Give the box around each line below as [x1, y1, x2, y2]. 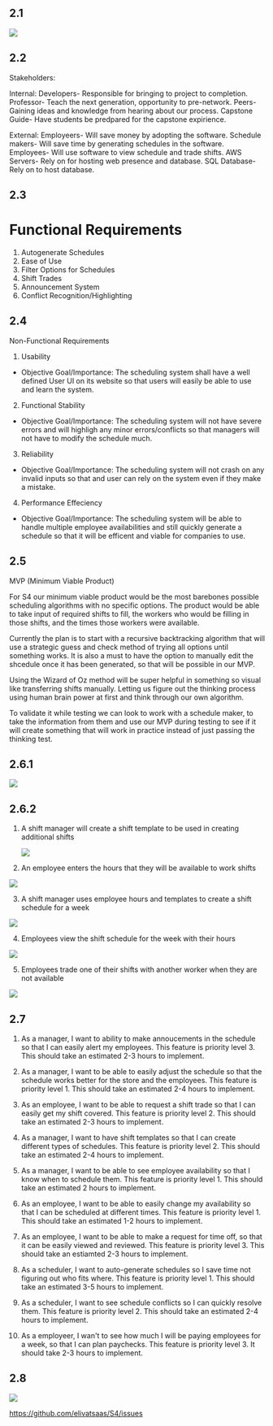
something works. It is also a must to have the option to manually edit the [9, 650, 254, 661]
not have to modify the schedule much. [20, 433, 153, 443]
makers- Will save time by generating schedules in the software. [9, 138, 224, 149]
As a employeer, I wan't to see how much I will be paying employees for [20, 1331, 261, 1341]
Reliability [20, 449, 54, 458]
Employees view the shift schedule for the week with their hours [20, 934, 236, 943]
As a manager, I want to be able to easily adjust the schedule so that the [20, 1067, 262, 1077]
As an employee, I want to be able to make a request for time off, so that [20, 1232, 262, 1242]
